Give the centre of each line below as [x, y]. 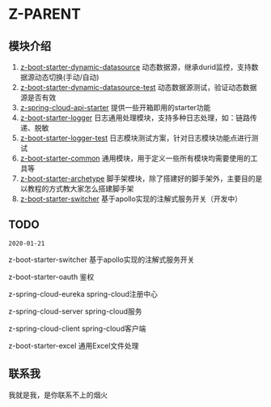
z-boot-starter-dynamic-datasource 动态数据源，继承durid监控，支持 [136, 67]
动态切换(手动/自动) [67, 77]
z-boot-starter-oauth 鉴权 [51, 276]
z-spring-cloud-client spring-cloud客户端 [77, 328]
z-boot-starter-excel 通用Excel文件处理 [74, 345]
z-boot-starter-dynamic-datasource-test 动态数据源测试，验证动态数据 [138, 87]
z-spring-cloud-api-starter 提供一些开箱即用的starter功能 [115, 107]
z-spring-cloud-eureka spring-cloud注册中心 [83, 293]
